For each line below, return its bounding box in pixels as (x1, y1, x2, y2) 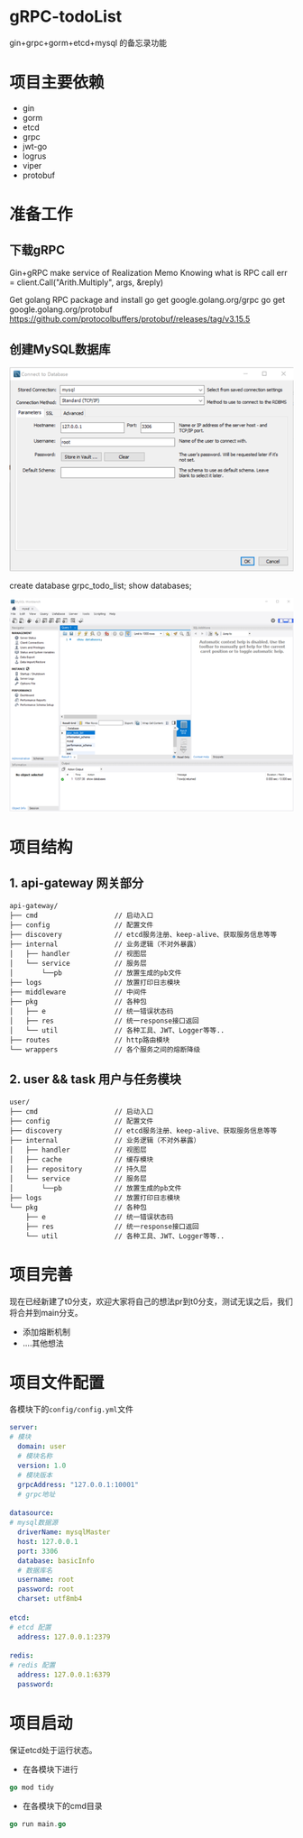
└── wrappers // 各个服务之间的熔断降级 (9, 1044, 201, 1054)
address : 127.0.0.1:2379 (17, 1632, 111, 1641)
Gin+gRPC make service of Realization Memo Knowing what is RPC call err (9, 267, 288, 278)
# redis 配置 (9, 1661, 56, 1670)
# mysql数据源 (9, 1518, 59, 1528)
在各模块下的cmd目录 (22, 1800, 103, 1811)
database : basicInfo (17, 1556, 95, 1566)
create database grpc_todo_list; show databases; (9, 580, 192, 592)
